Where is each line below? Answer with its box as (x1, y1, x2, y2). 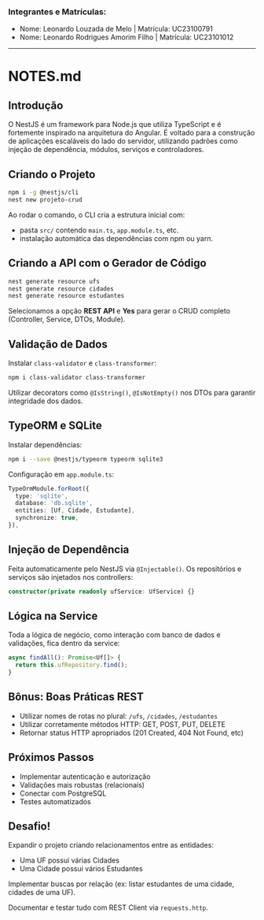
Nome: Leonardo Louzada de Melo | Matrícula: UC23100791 (19, 24, 214, 34)
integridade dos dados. (8, 396, 83, 406)
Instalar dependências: (8, 440, 82, 449)
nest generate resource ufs (8, 277, 101, 285)
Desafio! (8, 820, 51, 833)
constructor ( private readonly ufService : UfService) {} (8, 588, 195, 595)
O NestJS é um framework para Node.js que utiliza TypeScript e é (8, 120, 222, 129)
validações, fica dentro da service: (8, 639, 120, 648)
